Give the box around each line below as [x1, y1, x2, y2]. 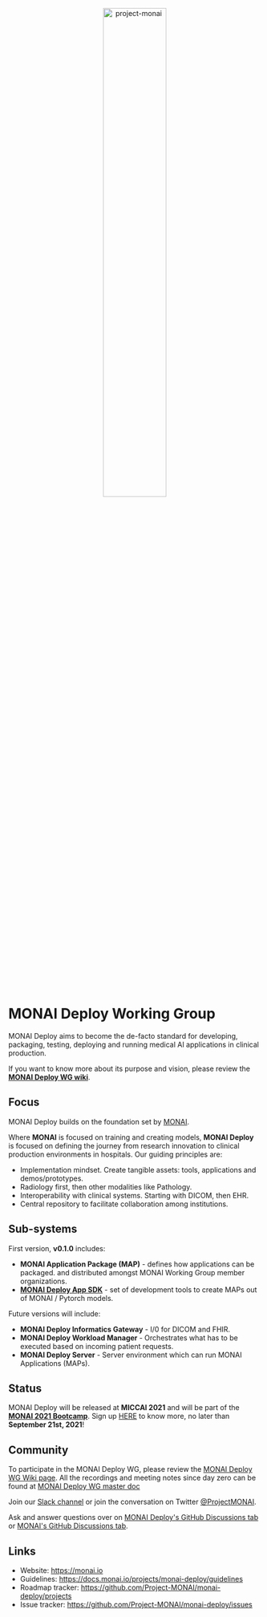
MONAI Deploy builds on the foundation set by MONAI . [8, 1116, 190, 1126]
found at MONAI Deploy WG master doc [8, 1481, 140, 1491]
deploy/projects [19, 1591, 72, 1600]
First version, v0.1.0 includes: [8, 1243, 106, 1253]
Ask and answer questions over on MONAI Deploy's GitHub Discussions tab [8, 1513, 259, 1522]
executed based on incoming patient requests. [19, 1341, 174, 1351]
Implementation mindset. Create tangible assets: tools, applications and [19, 1165, 257, 1174]
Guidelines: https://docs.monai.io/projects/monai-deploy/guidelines [19, 1574, 243, 1583]
